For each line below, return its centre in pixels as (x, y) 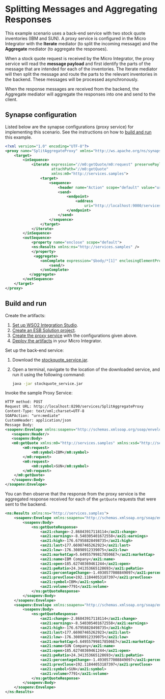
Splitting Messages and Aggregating (81, 9)
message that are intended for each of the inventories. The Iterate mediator (81, 69)
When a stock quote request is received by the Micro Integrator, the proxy (80, 58)
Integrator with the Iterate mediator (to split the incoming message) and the (82, 43)
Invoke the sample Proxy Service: (39, 393)
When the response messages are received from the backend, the (72, 89)
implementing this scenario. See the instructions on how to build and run (78, 132)
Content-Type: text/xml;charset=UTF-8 (45, 411)
